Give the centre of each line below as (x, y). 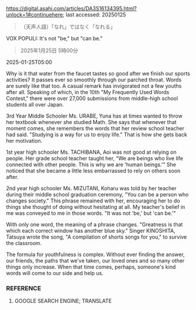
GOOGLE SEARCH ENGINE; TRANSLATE (63, 301)
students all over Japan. (35, 104)
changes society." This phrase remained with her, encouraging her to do (93, 201)
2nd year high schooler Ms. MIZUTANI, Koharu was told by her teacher (91, 188)
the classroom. (24, 243)
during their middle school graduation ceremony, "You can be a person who (97, 194)
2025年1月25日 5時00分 (49, 50)
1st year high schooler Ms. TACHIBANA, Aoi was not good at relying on (91, 152)
